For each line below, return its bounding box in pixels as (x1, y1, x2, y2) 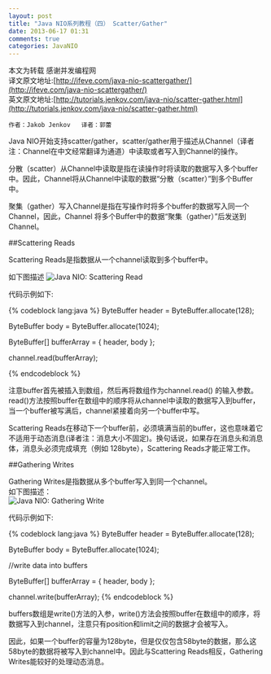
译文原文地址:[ (8, 76, 57, 85)
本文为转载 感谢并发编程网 (8, 66, 96, 76)
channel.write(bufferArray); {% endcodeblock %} (8, 592, 174, 602)
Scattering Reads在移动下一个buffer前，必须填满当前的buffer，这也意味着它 (8, 423, 264, 433)
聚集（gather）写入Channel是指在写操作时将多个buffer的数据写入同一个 (8, 201, 250, 212)
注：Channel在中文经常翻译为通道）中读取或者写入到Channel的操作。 (8, 147, 243, 156)
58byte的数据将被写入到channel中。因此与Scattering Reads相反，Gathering (8, 646, 263, 656)
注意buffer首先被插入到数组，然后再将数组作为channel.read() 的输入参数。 (8, 386, 258, 396)
